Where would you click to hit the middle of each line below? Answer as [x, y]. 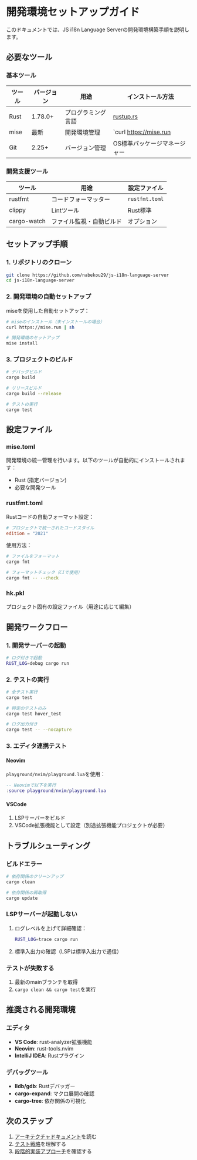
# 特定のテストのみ [26, 708]
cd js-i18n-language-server [40, 280]
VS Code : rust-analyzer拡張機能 [53, 1042]
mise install [22, 343]
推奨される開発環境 [41, 1010]
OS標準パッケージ [137, 143]
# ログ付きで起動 [24, 658]
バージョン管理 [86, 148]
